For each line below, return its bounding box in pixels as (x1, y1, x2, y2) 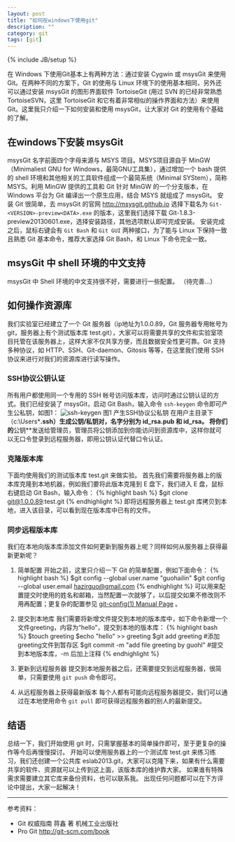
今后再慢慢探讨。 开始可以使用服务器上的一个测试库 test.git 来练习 (19, 748, 210, 757)
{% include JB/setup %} (7, 55, 77, 64)
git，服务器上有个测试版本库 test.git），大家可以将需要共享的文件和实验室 (7, 328, 217, 337)
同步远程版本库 (7, 526, 58, 535)
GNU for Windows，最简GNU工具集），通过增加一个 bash (48, 164, 213, 173)
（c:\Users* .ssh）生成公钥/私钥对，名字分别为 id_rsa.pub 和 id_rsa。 (7, 417, 208, 426)
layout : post (7, 10, 45, 17)
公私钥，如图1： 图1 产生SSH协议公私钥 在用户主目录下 (13, 408, 213, 416)
